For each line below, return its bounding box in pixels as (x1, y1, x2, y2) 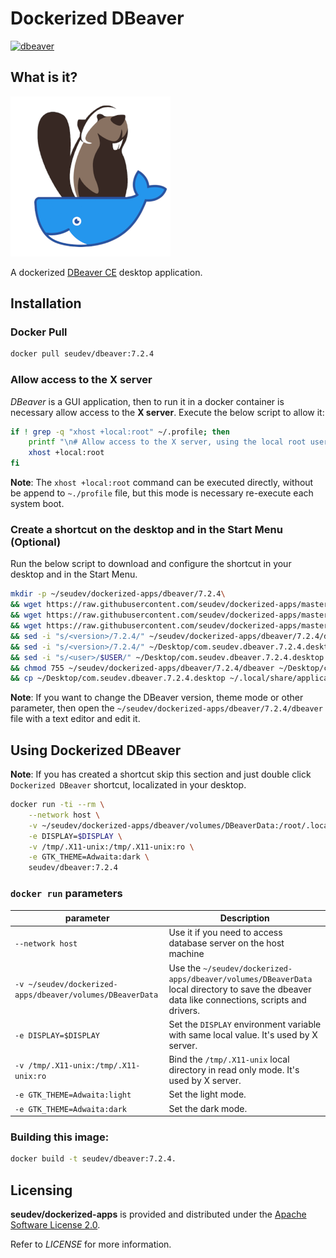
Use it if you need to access (168, 927, 283, 939)
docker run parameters (10, 887, 123, 901)
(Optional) (10, 535, 62, 549)
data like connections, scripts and (168, 993, 307, 1006)
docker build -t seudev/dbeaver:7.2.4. (10, 1154, 177, 1164)
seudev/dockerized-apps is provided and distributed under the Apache (10, 1208, 307, 1220)
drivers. (168, 1004, 200, 1016)
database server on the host (168, 937, 285, 949)
